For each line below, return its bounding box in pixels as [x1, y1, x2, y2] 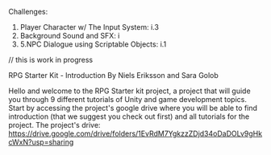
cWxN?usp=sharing [8, 137, 74, 147]
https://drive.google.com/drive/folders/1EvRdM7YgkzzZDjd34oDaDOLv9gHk [8, 128, 263, 138]
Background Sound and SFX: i [19, 31, 120, 40]
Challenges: [8, 7, 48, 16]
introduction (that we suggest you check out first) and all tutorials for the [8, 112, 250, 121]
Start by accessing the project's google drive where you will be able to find [8, 104, 258, 112]
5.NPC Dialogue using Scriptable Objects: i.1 [19, 39, 167, 49]
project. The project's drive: [8, 120, 101, 129]
